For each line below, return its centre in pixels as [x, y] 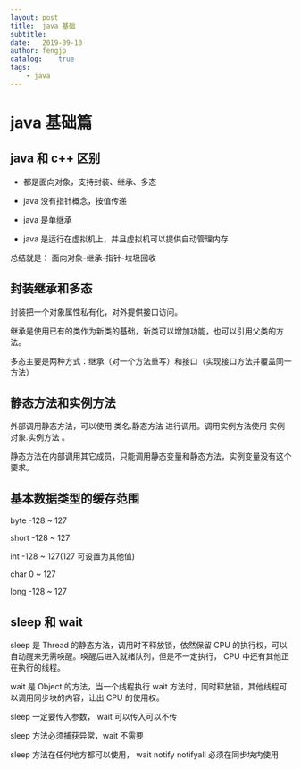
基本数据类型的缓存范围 [75, 499]
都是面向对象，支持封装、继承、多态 [90, 182]
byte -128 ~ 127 [39, 520]
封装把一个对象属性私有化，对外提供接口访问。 [96, 312]
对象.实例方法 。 [40, 437]
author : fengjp [38, 51]
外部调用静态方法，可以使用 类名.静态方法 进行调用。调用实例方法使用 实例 [147, 427]
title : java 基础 [43, 26]
